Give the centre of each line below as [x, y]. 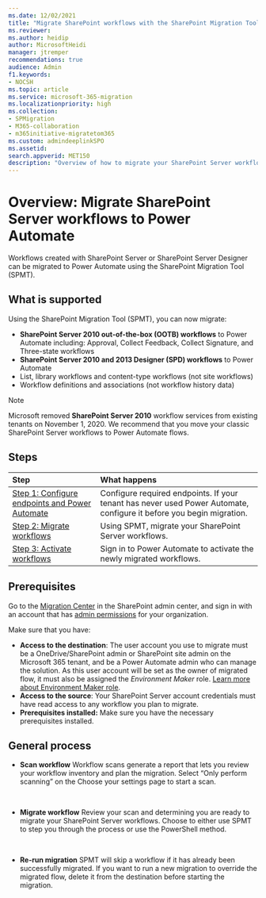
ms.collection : [33, 112]
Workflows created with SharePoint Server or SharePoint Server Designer [128, 258]
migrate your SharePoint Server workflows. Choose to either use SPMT [135, 821]
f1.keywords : [30, 75]
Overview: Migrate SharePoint [110, 202]
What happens [128, 479]
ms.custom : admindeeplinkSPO [56, 141]
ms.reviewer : [30, 30]
